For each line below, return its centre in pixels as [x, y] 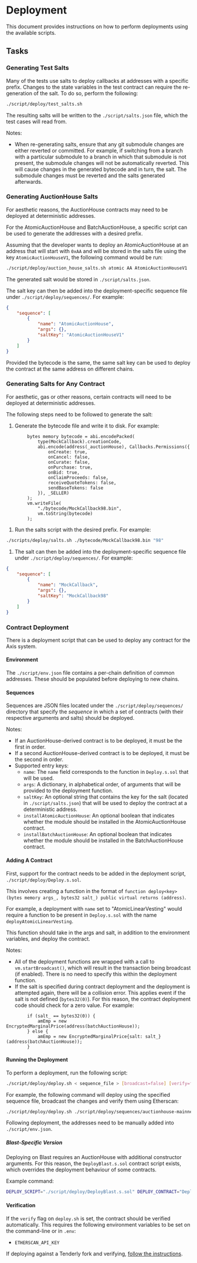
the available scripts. [31, 32]
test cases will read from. [37, 122]
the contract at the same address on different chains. [70, 369]
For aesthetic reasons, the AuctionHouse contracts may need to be [87, 210]
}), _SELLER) [53, 493]
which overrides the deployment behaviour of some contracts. [81, 1170]
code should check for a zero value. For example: [74, 1005]
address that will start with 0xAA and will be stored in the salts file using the [96, 251]
